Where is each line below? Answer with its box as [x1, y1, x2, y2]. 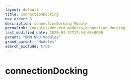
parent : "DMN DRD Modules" [5, 35, 61, 40]
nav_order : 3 [5, 16, 32, 21]
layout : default [5, 7, 39, 12]
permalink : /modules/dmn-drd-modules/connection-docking [5, 26, 126, 31]
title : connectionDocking [5, 12, 59, 17]
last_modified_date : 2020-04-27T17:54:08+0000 [5, 30, 103, 35]
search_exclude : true [5, 44, 50, 49]
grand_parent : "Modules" [5, 40, 57, 44]
